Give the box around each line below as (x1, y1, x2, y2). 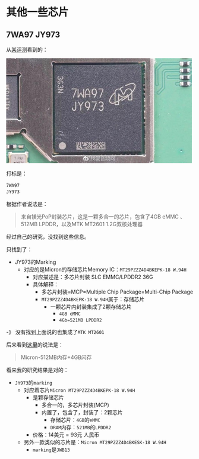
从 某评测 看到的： (6, 46, 48, 53)
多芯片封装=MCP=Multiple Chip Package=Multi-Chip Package (41, 288, 194, 295)
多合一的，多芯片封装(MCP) (41, 401, 110, 408)
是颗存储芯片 (32, 394, 64, 401)
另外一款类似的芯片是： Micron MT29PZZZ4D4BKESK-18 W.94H (23, 438, 166, 445)
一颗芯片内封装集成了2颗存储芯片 (50, 303, 132, 310)
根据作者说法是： (6, 200, 48, 207)
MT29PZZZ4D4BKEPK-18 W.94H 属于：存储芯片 (41, 295, 145, 302)
